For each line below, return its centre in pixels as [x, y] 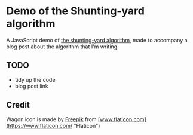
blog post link [32, 86]
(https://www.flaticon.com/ [39, 125]
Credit [18, 105]
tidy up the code [35, 79]
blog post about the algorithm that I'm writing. [62, 47]
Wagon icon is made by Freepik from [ [53, 119]
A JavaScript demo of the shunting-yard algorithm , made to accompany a [97, 40]
